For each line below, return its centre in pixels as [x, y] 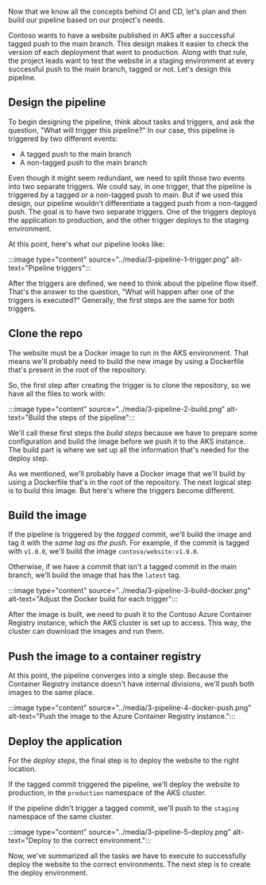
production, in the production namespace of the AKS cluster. [107, 793]
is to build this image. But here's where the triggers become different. [122, 490]
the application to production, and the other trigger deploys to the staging [129, 220]
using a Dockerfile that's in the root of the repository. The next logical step [130, 482]
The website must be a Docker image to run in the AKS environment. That [129, 352]
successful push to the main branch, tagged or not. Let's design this [120, 69]
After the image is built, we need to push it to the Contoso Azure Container [130, 615]
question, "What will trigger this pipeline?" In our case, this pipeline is [122, 130]
